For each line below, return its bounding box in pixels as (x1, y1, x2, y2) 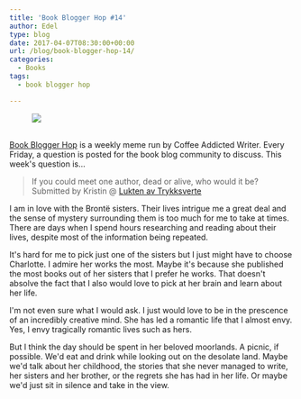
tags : (9, 72, 30, 81)
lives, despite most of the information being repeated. (9, 231, 209, 242)
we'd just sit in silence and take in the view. (9, 379, 169, 390)
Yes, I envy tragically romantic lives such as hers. (9, 323, 192, 334)
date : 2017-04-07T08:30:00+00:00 (9, 38, 135, 48)
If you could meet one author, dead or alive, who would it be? (31, 176, 259, 186)
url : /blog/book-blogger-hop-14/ (9, 47, 135, 56)
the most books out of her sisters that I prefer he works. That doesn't (9, 268, 266, 279)
